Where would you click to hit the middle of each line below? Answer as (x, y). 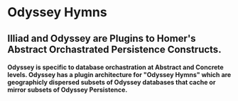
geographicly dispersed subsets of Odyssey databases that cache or (112, 83)
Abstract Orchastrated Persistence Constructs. (114, 49)
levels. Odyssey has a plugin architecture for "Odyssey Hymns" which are (119, 75)
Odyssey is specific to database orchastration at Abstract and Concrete (115, 67)
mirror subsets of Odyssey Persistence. (67, 90)
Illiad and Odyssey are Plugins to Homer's (102, 38)
